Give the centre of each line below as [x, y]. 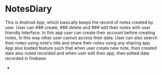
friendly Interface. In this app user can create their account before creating [80, 32]
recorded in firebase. [26, 58]
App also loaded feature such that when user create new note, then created [81, 48]
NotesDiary [28, 9]
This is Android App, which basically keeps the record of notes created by [79, 22]
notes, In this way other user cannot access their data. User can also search [81, 38]
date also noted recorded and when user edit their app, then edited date [77, 53]
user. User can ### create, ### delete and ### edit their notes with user [78, 27]
